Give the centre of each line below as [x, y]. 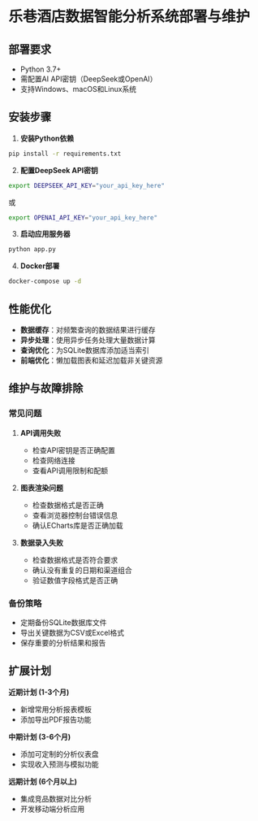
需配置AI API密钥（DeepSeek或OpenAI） [88, 79]
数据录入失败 [41, 542]
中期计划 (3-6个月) [40, 736]
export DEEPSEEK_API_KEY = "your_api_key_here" [86, 185]
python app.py [32, 250]
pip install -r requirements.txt [65, 154]
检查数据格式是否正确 [68, 505]
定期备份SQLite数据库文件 [63, 622]
